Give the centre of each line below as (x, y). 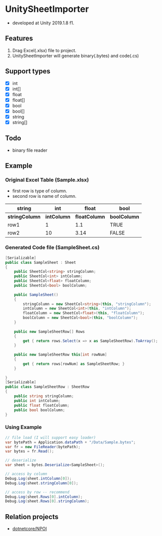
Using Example (23, 427)
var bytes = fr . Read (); (30, 451)
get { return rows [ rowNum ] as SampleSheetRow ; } (74, 364)
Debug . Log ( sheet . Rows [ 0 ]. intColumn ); (44, 497)
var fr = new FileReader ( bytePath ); (43, 447)
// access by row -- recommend (37, 492)
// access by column (26, 474)
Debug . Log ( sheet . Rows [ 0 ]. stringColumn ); (47, 501)
